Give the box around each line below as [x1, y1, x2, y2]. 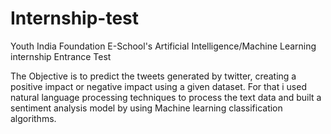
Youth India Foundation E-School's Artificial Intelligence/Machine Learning [10, 40, 317, 52]
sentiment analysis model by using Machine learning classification [10, 102, 283, 114]
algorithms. [10, 112, 57, 124]
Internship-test [10, 7, 140, 30]
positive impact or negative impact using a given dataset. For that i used [10, 80, 307, 92]
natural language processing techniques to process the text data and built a [10, 91, 322, 103]
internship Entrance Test [10, 50, 112, 62]
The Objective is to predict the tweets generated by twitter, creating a [10, 70, 297, 82]
